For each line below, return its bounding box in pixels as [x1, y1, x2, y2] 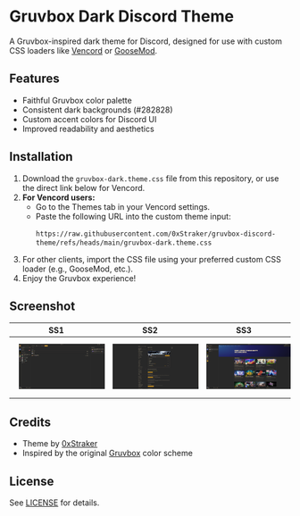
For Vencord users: [21, 192, 96, 203]
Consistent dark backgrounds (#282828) [21, 104, 173, 115]
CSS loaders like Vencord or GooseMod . [9, 45, 158, 55]
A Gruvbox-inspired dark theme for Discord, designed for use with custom [9, 36, 283, 46]
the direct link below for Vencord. [21, 182, 146, 193]
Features [9, 71, 60, 87]
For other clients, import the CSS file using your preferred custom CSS [21, 254, 281, 264]
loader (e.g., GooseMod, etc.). [21, 263, 134, 274]
